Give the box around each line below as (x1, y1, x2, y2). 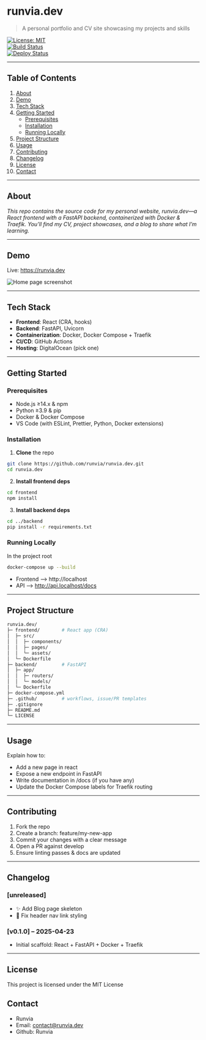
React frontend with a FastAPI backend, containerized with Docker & (7, 213, 181, 221)
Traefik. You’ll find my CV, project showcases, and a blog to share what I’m (7, 220, 197, 227)
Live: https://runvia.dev (7, 267, 65, 274)
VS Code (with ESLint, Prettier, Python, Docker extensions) (15, 419, 164, 427)
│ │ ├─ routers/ (7, 673, 54, 679)
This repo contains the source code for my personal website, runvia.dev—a (7, 207, 197, 215)
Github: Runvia (15, 1028, 53, 1035)
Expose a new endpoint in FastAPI (15, 770, 102, 778)
